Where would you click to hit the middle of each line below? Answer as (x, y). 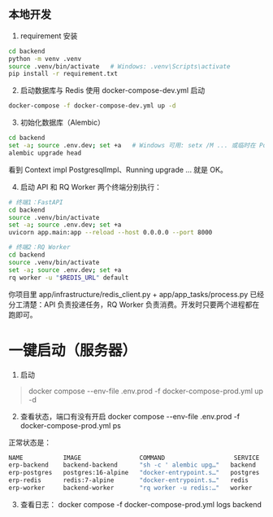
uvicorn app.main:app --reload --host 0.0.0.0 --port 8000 (110, 233)
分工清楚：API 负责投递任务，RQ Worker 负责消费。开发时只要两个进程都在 (134, 305)
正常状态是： (30, 442)
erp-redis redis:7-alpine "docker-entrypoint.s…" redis (129, 480)
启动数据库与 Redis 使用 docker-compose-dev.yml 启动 (113, 90)
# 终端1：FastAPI (36, 202)
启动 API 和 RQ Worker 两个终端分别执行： (91, 186)
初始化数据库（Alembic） (63, 123)
